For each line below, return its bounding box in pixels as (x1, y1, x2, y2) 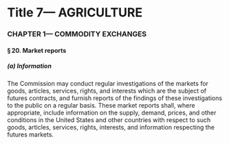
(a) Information (7, 62, 52, 70)
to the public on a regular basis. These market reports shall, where (7, 101, 195, 109)
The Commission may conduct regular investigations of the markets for (7, 79, 208, 87)
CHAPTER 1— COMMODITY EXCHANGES (7, 29, 147, 39)
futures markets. (7, 130, 54, 139)
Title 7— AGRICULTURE (7, 5, 143, 21)
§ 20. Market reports (7, 46, 67, 54)
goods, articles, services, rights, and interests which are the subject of (7, 86, 207, 95)
